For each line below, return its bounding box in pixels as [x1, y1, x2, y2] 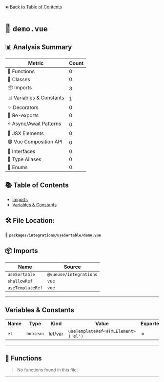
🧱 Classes [7, 76, 31, 83]
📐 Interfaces [7, 148, 36, 155]
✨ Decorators [7, 104, 39, 111]
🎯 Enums [7, 164, 28, 170]
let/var [48, 330, 64, 337]
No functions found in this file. [17, 367, 78, 373]
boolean [26, 331, 44, 337]
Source [63, 263, 82, 270]
